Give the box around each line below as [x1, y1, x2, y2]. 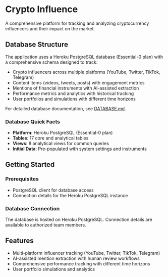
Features [5, 237, 34, 245]
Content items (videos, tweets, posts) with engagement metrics [12, 79, 145, 85]
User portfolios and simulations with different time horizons [12, 96, 136, 102]
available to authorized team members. [5, 222, 87, 228]
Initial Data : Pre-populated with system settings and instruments [12, 146, 147, 152]
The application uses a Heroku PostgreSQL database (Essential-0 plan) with [5, 54, 163, 60]
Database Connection [5, 205, 60, 212]
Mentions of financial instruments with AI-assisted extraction [12, 85, 139, 91]
